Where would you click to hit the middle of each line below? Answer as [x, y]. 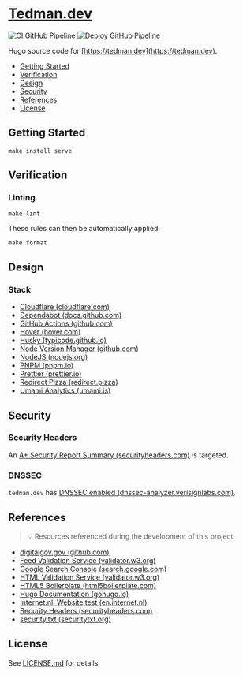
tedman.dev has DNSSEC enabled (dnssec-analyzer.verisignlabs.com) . [122, 493]
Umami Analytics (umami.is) [65, 390]
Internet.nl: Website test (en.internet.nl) [83, 602]
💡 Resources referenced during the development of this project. [131, 536]
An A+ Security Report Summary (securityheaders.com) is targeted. [118, 455]
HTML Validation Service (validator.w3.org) [90, 577]
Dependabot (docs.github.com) [71, 315]
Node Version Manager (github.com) [79, 349]
